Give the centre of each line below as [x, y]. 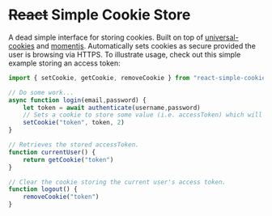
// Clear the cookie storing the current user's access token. [117, 182]
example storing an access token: [64, 63]
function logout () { [43, 189]
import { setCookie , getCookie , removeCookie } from [99, 78]
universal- [222, 37]
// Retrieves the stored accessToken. [74, 145]
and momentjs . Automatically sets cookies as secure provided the [146, 45]
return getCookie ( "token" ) [68, 159]
